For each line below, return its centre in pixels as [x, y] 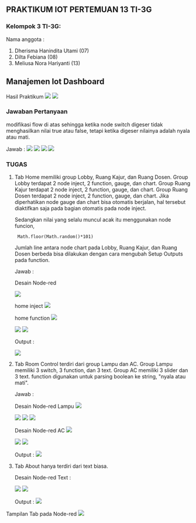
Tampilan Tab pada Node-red [42, 514]
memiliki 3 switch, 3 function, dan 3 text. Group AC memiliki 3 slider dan [101, 370]
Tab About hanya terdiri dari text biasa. [61, 466]
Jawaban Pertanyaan [37, 112]
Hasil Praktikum [25, 96]
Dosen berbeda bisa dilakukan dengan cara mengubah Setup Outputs [99, 254]
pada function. [32, 260]
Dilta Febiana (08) [36, 57]
